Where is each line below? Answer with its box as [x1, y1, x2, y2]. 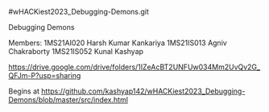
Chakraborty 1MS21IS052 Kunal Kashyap [8, 47, 143, 56]
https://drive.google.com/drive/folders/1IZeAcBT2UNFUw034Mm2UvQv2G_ [8, 62, 260, 72]
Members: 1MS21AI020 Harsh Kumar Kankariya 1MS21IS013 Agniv [8, 38, 227, 48]
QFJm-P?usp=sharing [8, 71, 81, 80]
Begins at [8, 86, 40, 96]
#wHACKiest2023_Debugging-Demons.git [8, 7, 149, 16]
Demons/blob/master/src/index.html [8, 95, 129, 104]
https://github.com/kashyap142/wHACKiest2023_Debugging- [41, 86, 246, 96]
